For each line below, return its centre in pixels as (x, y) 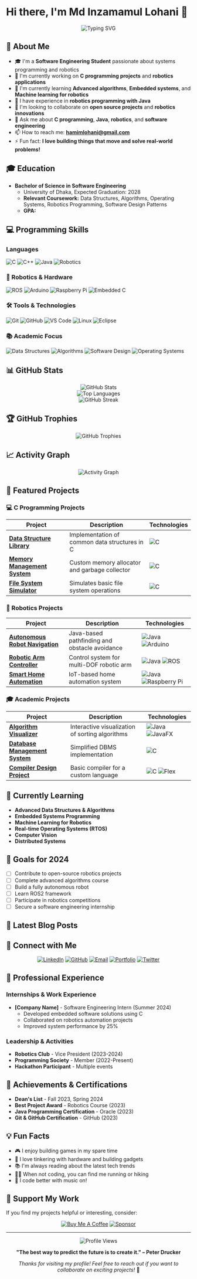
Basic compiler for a (98, 767)
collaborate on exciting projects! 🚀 (98, 1270)
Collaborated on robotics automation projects (78, 1020)
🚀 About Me (28, 47)
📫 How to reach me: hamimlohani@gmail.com (72, 132)
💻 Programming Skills (47, 229)
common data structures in (106, 542)
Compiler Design (33, 767)
